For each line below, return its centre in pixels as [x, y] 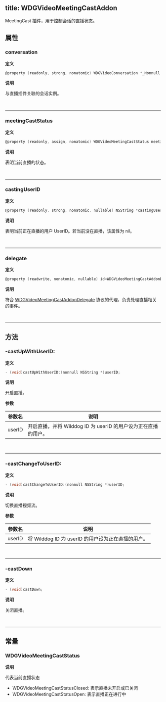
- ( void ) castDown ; [24, 589]
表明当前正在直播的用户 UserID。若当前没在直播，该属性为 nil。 [70, 231]
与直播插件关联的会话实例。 [33, 94]
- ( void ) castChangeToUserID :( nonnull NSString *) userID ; [65, 484]
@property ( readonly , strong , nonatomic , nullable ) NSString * [72, 210]
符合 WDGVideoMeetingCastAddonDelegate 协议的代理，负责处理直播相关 [81, 299]
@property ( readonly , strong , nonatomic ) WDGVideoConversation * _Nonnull [83, 73]
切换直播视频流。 [22, 505]
